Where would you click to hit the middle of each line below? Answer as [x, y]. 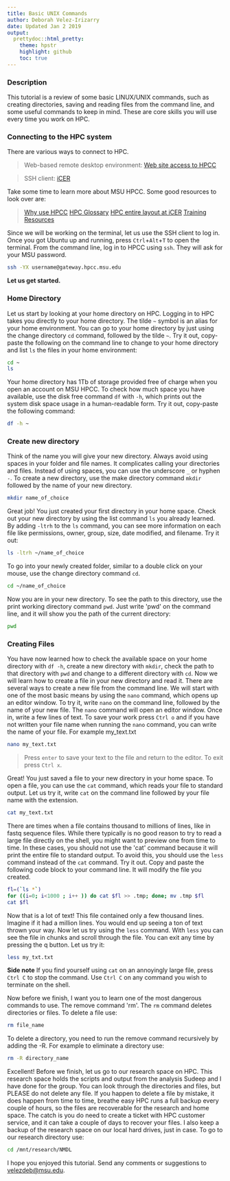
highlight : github [46, 52]
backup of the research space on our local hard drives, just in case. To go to [115, 1130]
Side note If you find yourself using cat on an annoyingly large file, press [110, 970]
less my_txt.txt [30, 957]
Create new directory [43, 442]
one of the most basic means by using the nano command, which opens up [113, 695]
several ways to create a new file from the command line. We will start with [113, 688]
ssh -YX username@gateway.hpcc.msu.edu [64, 268]
